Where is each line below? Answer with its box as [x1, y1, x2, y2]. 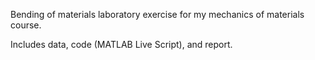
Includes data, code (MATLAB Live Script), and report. [10, 39, 233, 50]
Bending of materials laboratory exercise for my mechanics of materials [10, 9, 305, 20]
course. [10, 19, 42, 31]
